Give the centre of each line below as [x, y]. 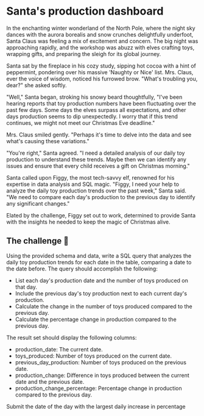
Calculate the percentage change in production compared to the [96, 319]
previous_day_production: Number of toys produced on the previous [101, 362]
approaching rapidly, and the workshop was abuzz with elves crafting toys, [100, 48]
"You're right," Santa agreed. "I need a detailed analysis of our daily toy [96, 153]
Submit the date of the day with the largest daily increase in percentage [96, 406]
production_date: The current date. [59, 349]
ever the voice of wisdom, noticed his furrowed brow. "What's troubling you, [102, 79]
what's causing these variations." [48, 141]
